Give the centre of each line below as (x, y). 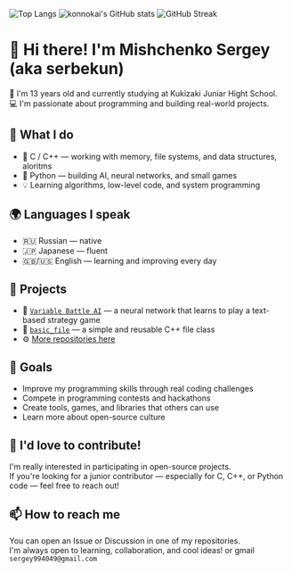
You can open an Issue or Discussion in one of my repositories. (125, 541)
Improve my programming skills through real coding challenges (138, 389)
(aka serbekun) (67, 69)
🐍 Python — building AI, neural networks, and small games (130, 175)
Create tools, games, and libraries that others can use (121, 408)
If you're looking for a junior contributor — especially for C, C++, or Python (146, 476)
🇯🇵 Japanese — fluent (65, 251)
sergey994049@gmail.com (53, 559)
